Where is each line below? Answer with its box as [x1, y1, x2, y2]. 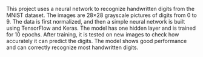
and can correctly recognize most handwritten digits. [6, 44, 139, 51]
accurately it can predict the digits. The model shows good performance [6, 38, 187, 44]
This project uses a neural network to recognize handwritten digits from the [6, 5, 195, 12]
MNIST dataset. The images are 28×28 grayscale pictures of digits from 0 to [6, 12, 197, 19]
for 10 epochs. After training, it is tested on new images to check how [6, 31, 179, 38]
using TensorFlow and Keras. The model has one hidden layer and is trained [6, 24, 196, 32]
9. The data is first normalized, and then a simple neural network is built [6, 18, 185, 25]
